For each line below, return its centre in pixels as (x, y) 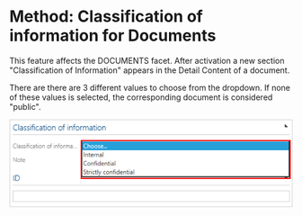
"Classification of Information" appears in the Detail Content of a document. (150, 70)
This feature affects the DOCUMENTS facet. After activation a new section (147, 60)
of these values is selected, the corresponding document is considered (141, 97)
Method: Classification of (107, 17)
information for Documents (113, 36)
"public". (25, 106)
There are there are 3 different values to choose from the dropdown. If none (150, 87)
